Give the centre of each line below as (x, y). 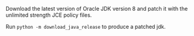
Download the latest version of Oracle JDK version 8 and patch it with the (97, 9)
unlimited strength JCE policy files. (49, 15)
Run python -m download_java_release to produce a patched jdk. (86, 27)
